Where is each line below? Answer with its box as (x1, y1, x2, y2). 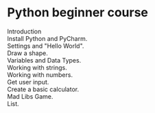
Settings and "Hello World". (7, 42, 84, 50)
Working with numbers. (7, 70, 73, 79)
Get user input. (7, 78, 49, 86)
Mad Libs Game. (7, 92, 53, 100)
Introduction (7, 27, 42, 35)
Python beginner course (7, 5, 149, 20)
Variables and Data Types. (7, 56, 82, 64)
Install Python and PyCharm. (7, 34, 88, 42)
